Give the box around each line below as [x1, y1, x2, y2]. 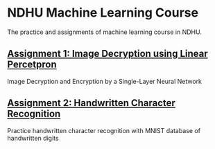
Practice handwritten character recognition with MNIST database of [7, 126, 201, 134]
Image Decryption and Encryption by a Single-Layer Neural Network [7, 77, 203, 85]
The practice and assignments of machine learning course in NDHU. [7, 28, 203, 36]
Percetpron [7, 59, 57, 71]
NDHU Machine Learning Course [7, 5, 199, 21]
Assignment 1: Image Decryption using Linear [7, 48, 208, 60]
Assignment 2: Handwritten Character [7, 97, 175, 109]
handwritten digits [7, 134, 59, 142]
